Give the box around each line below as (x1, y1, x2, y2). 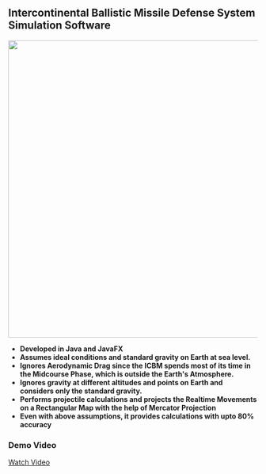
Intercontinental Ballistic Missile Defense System (8, 6, 256, 20)
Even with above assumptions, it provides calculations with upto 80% (19, 411, 255, 421)
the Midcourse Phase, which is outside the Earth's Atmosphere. (19, 369, 234, 379)
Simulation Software (8, 19, 111, 32)
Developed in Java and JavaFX (19, 344, 123, 354)
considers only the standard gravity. (19, 386, 142, 396)
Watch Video (8, 457, 50, 467)
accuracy (19, 419, 52, 429)
